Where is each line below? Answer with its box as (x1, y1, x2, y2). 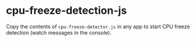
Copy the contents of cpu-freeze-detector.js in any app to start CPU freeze (6, 23, 190, 30)
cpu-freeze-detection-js (6, 4, 127, 17)
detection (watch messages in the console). (6, 29, 112, 36)
